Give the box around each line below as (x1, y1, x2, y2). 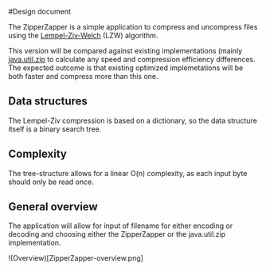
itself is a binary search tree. (8, 124, 102, 134)
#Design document (8, 7, 72, 16)
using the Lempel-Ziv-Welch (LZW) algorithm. (8, 31, 158, 40)
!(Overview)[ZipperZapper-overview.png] (8, 253, 143, 263)
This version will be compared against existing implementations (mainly (8, 46, 243, 55)
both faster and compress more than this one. (8, 72, 158, 81)
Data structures (8, 95, 88, 108)
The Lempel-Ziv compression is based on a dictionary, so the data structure (8, 116, 257, 125)
